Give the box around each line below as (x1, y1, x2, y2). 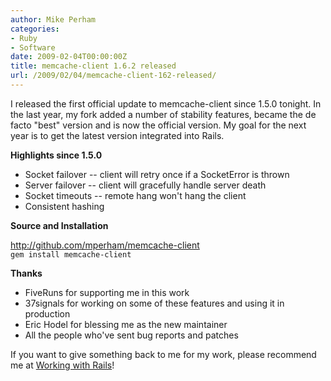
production (24, 307, 71, 320)
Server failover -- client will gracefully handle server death (24, 179, 267, 191)
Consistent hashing (24, 200, 105, 212)
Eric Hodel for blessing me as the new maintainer (24, 318, 228, 330)
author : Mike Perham (10, 14, 97, 25)
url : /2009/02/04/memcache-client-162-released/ (10, 71, 217, 81)
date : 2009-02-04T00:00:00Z (10, 52, 128, 62)
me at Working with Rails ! (10, 359, 115, 371)
